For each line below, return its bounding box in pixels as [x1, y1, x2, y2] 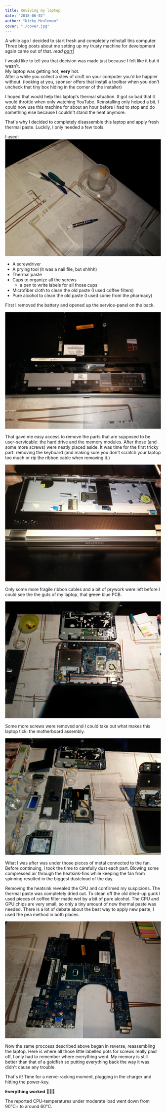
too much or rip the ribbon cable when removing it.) [5, 455, 110, 461]
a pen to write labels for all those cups [19, 282, 98, 288]
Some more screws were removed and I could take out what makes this [5, 723, 151, 729]
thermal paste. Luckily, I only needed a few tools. [5, 124, 105, 130]
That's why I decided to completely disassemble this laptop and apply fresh [5, 119, 159, 125]
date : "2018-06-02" [5, 13, 45, 18]
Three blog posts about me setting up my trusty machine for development [5, 43, 156, 49]
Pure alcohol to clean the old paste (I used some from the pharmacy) [12, 293, 153, 299]
